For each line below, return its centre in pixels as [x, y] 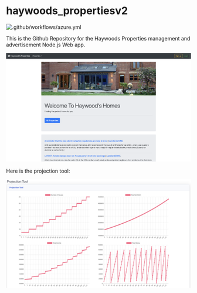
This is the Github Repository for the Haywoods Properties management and [98, 38]
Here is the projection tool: [38, 171]
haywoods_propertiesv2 [67, 11]
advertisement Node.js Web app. [46, 45]
